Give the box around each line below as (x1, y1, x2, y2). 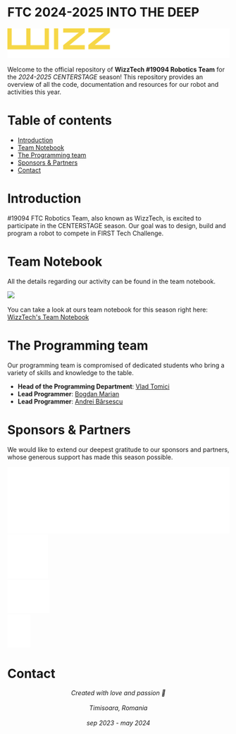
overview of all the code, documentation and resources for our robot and (7, 80, 219, 88)
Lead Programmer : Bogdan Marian (17, 389, 120, 398)
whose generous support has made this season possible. (7, 453, 173, 461)
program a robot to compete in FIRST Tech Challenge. (7, 229, 164, 237)
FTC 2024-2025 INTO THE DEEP (7, 4, 199, 20)
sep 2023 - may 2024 (86, 718, 151, 728)
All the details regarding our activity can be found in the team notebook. (7, 277, 216, 285)
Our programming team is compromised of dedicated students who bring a (7, 361, 225, 369)
